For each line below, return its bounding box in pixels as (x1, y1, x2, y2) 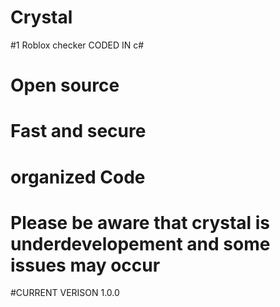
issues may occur (10, 254, 161, 276)
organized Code (10, 166, 146, 188)
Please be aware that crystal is (10, 211, 271, 234)
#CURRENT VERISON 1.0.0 (10, 287, 120, 299)
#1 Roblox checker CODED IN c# (10, 39, 145, 51)
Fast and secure (10, 120, 147, 143)
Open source (10, 74, 120, 97)
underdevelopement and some (10, 232, 271, 255)
